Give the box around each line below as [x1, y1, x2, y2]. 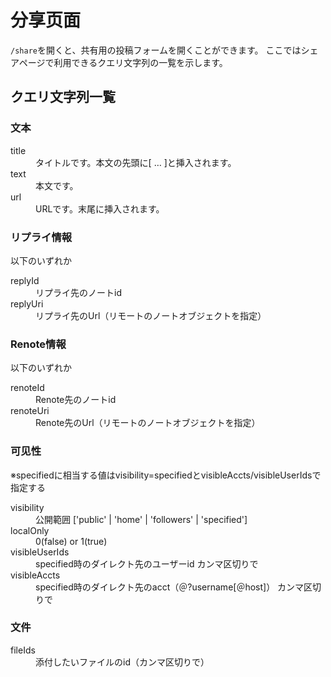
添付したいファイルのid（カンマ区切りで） [35, 656, 210, 668]
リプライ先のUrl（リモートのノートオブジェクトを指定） [35, 309, 267, 321]
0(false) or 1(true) [35, 535, 108, 547]
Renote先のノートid [35, 394, 117, 406]
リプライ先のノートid [35, 286, 122, 298]
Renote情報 [10, 337, 67, 351]
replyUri [10, 297, 44, 310]
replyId [10, 274, 40, 286]
